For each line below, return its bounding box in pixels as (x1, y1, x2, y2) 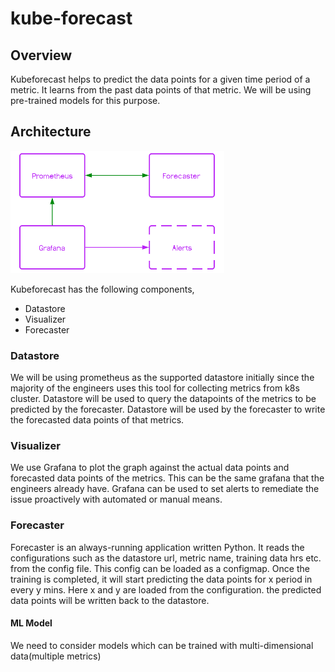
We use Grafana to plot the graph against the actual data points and (10, 462, 290, 474)
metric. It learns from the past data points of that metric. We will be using (10, 84, 312, 96)
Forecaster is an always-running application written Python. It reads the (10, 541, 305, 553)
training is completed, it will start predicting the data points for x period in (10, 573, 313, 585)
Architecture (10, 123, 92, 141)
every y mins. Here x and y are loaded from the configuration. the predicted (10, 583, 322, 596)
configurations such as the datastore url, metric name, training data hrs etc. (10, 552, 322, 564)
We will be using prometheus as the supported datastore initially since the (10, 372, 315, 384)
